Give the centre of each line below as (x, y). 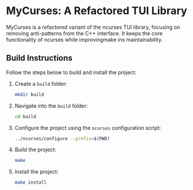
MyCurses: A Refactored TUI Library (96, 11)
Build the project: (35, 150)
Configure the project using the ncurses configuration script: (88, 128)
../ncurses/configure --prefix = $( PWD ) (62, 139)
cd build (25, 116)
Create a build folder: (41, 84)
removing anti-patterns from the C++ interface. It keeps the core (84, 33)
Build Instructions (39, 58)
